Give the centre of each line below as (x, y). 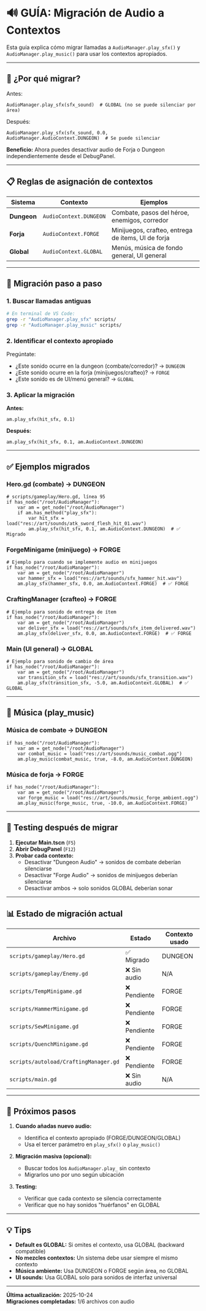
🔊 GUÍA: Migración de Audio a (85, 13)
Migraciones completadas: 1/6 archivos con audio (71, 1302)
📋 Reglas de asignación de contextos (80, 182)
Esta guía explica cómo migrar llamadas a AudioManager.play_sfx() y (93, 47)
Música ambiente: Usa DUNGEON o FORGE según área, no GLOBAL (102, 1271)
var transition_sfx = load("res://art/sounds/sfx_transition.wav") (105, 678)
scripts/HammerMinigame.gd (49, 1009)
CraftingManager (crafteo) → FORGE (62, 599)
